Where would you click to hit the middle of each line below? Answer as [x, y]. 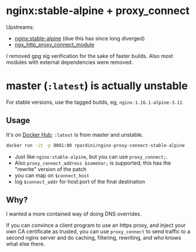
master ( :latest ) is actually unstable [97, 86]
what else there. [26, 244]
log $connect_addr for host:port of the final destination [80, 181]
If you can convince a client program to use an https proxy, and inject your [96, 225]
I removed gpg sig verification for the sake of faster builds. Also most [89, 56]
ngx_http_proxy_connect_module [55, 45]
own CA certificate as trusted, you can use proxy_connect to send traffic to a [98, 231]
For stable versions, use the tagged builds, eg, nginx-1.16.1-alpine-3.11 [94, 102]
